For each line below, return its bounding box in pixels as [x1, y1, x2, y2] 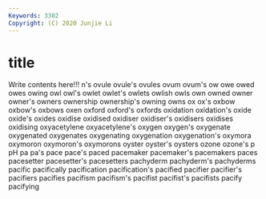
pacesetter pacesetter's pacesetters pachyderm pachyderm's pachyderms [8, 157, 256, 166]
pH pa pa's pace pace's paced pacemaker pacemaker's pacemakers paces [8, 148, 258, 157]
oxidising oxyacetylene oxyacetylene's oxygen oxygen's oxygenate [8, 122, 231, 132]
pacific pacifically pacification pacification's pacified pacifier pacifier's [8, 165, 243, 174]
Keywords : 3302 [8, 11, 59, 20]
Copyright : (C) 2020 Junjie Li [8, 19, 113, 27]
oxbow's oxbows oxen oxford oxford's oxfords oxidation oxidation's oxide [8, 105, 252, 115]
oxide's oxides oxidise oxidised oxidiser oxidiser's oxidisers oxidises [8, 113, 234, 124]
